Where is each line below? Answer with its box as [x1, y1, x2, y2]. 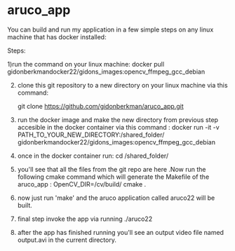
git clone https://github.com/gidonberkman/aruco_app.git [17, 102, 184, 110]
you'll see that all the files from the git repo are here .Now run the [17, 165, 206, 173]
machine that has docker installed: [7, 32, 107, 41]
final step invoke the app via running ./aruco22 [17, 215, 153, 223]
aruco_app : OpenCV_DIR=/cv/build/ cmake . [17, 179, 147, 188]
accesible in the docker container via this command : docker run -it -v [17, 123, 220, 131]
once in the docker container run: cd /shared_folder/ [17, 151, 169, 160]
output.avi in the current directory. [17, 236, 117, 244]
